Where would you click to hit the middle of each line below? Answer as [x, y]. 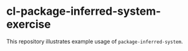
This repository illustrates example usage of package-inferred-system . [95, 41]
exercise [28, 24]
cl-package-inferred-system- [84, 11]
